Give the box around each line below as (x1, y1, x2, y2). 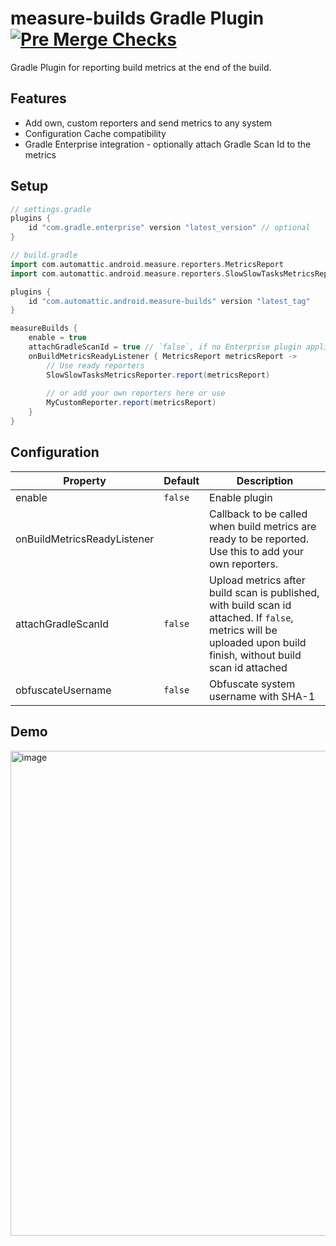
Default (163, 473, 200, 487)
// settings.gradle (10, 204, 92, 214)
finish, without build (209, 648, 302, 662)
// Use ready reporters (46, 360, 145, 371)
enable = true (28, 333, 87, 343)
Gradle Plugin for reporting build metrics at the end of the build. (10, 61, 272, 73)
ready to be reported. (209, 532, 310, 546)
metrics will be (209, 623, 278, 637)
